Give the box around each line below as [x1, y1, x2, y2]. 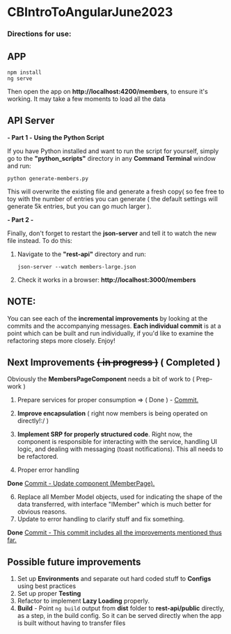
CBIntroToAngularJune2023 [7, 4, 173, 20]
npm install [7, 69, 42, 76]
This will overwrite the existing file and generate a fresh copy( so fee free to [7, 187, 225, 196]
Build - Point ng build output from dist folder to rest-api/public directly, [17, 604, 225, 612]
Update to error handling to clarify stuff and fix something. [17, 515, 185, 523]
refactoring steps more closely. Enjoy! [7, 336, 116, 344]
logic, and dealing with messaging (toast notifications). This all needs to [17, 445, 224, 453]
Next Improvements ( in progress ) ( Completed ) [7, 356, 221, 368]
